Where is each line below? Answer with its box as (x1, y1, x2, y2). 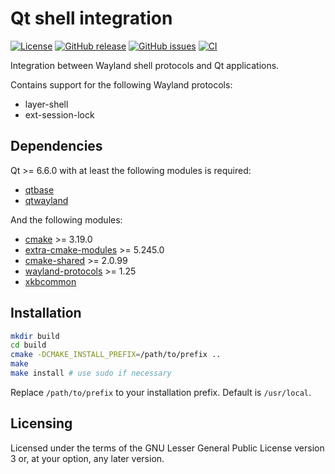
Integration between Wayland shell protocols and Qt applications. (10, 59, 280, 71)
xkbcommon (24, 275, 77, 287)
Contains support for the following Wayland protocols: (10, 78, 233, 91)
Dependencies (10, 138, 103, 155)
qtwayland (24, 194, 69, 206)
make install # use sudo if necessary (10, 368, 172, 379)
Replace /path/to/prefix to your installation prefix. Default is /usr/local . (10, 386, 312, 398)
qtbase (24, 183, 55, 196)
